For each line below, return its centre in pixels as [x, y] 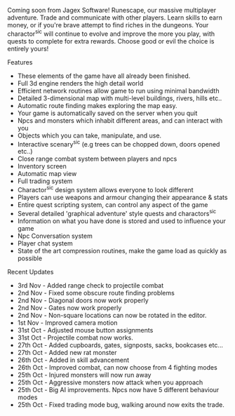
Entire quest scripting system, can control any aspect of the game [113, 204]
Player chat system [45, 243]
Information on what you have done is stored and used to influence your [122, 221]
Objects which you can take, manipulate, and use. [89, 135]
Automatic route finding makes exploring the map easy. [97, 105]
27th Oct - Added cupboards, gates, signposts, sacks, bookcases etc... [120, 345]
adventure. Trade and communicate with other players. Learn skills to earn [115, 18]
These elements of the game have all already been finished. [104, 76]
